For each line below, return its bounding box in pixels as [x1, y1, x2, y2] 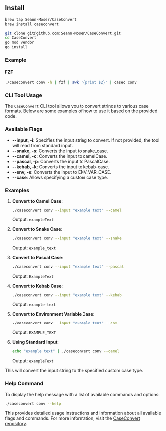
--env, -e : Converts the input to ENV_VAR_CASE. [12, 169, 112, 175]
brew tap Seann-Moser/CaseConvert [5, 17, 77, 22]
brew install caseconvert [5, 22, 59, 27]
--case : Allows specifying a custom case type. [12, 174, 108, 180]
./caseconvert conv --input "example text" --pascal [12, 264, 124, 269]
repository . [5, 421, 27, 427]
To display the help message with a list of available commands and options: [5, 391, 160, 397]
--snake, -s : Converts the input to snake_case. [12, 148, 108, 154]
